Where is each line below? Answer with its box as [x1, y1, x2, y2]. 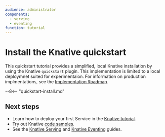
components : [5, 12, 30, 17]
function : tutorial [5, 26, 45, 31]
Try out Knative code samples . [12, 121, 75, 127]
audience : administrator [5, 7, 56, 12]
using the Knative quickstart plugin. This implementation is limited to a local [5, 68, 161, 74]
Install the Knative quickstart [5, 47, 126, 58]
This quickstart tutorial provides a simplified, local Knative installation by [5, 63, 152, 69]
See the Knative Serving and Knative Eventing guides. [12, 126, 122, 132]
